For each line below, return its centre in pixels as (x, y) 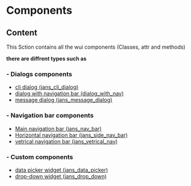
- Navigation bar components (50, 116)
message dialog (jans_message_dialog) (64, 100)
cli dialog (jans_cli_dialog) (47, 87)
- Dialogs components (39, 74)
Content (22, 33)
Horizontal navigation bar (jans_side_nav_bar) (71, 135)
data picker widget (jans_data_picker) (61, 170)
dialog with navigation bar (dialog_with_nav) (69, 94)
